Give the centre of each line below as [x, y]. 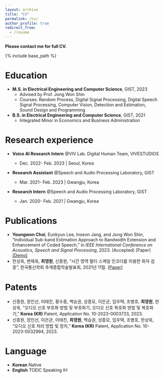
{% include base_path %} [31, 56]
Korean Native [27, 365]
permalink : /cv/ [22, 19]
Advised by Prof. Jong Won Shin [52, 94]
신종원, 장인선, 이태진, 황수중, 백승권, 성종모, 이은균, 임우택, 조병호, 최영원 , [83, 301]
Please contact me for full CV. [36, 46]
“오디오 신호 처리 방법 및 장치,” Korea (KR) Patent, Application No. [77, 326]
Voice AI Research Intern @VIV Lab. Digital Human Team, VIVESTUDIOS [85, 154]
